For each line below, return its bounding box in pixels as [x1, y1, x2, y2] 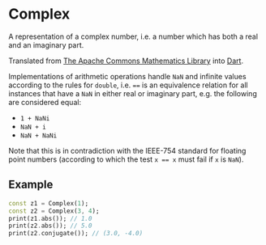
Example [8, 178, 54, 192]
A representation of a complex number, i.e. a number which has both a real [8, 32, 258, 41]
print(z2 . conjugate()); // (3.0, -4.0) [8, 230, 144, 238]
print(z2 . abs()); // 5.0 [8, 222, 92, 230]
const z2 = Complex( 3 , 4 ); [8, 207, 100, 215]
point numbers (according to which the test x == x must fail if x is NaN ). [8, 154, 244, 164]
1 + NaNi [19, 114, 50, 122]
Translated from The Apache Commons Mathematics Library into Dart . [8, 56, 244, 65]
